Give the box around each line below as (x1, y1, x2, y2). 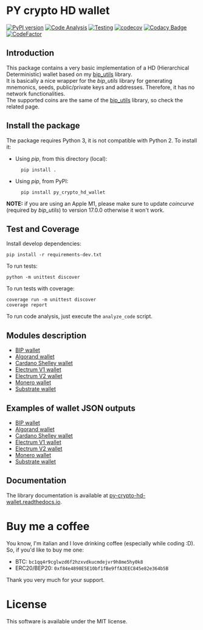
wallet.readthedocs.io (6, 498, 61, 505)
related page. (6, 103, 40, 110)
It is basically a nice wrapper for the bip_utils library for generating (6, 77, 173, 84)
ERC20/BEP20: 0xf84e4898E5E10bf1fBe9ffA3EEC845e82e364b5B (15, 564, 169, 572)
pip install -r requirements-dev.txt (6, 252, 102, 258)
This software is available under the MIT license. (6, 617, 128, 625)
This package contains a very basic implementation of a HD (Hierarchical (6, 64, 190, 71)
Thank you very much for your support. (6, 576, 105, 583)
